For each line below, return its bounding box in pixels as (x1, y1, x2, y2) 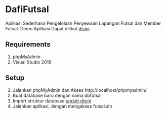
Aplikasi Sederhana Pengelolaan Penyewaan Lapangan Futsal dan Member (5, 20, 161, 26)
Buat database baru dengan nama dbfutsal (12, 92, 102, 98)
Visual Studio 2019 (12, 59, 52, 65)
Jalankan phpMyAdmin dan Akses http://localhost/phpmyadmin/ (12, 87, 147, 93)
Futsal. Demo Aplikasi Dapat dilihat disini (5, 25, 90, 31)
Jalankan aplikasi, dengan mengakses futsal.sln (12, 103, 112, 109)
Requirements (5, 40, 51, 49)
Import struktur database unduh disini (12, 97, 92, 104)
